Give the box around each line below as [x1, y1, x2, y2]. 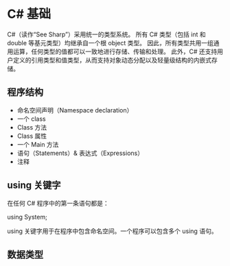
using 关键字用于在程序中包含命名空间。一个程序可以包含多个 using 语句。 [7, 227, 218, 235]
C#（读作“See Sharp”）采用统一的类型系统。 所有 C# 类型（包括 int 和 [7, 30, 206, 38]
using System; [7, 213, 48, 221]
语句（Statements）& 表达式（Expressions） [16, 149, 144, 157]
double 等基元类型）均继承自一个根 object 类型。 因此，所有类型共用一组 [7, 38, 214, 47]
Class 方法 [16, 123, 47, 131]
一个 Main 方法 [16, 140, 59, 148]
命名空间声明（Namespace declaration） [16, 106, 133, 114]
